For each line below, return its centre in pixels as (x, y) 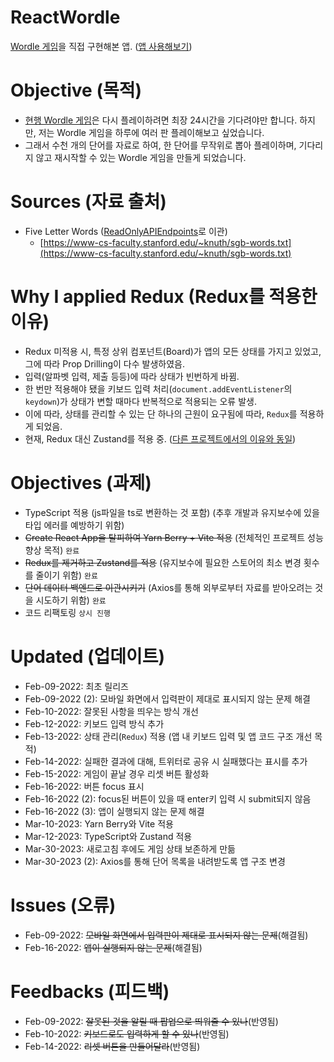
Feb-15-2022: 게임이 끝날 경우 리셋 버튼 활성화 (117, 773)
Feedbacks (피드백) (90, 991)
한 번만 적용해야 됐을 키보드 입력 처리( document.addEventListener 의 (158, 388)
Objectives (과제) (81, 482)
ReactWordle (65, 17)
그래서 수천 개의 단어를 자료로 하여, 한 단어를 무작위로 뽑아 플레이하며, (160, 145)
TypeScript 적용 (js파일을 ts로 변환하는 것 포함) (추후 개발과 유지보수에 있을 (172, 512)
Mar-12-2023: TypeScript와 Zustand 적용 (108, 836)
